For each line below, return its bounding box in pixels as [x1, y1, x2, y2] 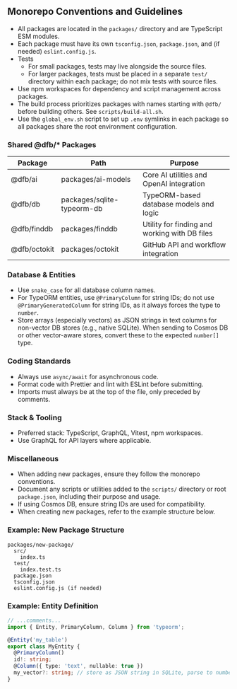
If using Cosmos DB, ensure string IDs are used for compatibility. [17, 500, 206, 509]
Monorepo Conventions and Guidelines [7, 6, 183, 18]
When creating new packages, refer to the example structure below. [17, 507, 215, 516]
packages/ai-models [61, 175, 131, 185]
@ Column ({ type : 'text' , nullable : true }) [13, 663, 143, 670]
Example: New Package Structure [7, 525, 125, 535]
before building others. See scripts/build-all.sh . [17, 107, 164, 115]
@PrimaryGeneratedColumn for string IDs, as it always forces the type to [17, 301, 221, 310]
